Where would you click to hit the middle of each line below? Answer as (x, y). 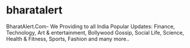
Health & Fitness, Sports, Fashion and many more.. (68, 39)
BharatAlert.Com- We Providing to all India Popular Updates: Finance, (91, 26)
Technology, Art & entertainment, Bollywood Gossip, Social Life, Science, (95, 32)
